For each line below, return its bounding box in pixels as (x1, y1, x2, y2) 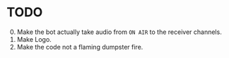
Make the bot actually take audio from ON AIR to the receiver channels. (16, 28, 222, 36)
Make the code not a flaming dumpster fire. (16, 42, 143, 51)
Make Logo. (16, 35, 52, 43)
